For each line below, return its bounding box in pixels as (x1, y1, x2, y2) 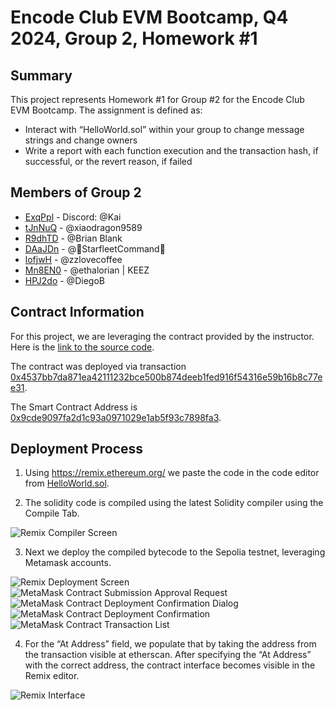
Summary (10, 67, 73, 84)
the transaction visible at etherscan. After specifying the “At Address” (24, 649, 312, 661)
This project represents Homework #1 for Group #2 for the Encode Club (10, 94, 305, 105)
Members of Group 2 (10, 184, 142, 201)
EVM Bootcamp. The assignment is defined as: (10, 104, 203, 116)
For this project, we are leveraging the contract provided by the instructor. (10, 330, 315, 342)
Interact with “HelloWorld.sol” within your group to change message (24, 124, 305, 135)
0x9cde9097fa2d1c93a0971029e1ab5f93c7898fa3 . (10, 411, 222, 423)
